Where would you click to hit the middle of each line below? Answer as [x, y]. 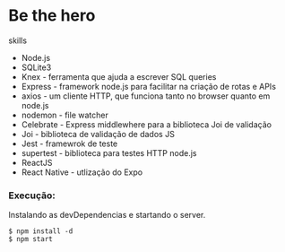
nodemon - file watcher [65, 115]
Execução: [32, 196]
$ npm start [30, 239]
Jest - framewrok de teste [69, 143]
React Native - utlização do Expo [82, 172]
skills [18, 40]
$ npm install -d [41, 231]
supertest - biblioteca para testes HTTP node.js [109, 152]
